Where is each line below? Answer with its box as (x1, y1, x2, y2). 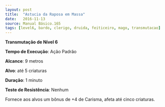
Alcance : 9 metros (5, 58, 44, 64)
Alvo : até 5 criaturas (5, 68, 47, 74)
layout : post (5, 7, 32, 12)
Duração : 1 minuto (5, 77, 43, 83)
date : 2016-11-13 (5, 16, 46, 21)
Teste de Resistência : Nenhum (5, 87, 69, 93)
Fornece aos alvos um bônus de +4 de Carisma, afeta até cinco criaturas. (5, 97, 155, 103)
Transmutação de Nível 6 (5, 39, 58, 45)
